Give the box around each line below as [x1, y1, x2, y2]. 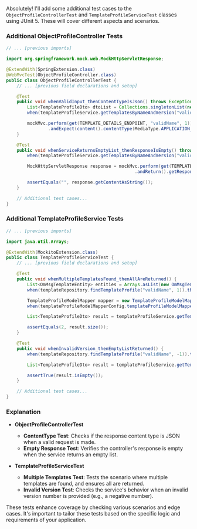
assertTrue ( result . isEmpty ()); [27, 372, 104, 378]
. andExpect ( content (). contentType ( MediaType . [47, 126, 161, 131]
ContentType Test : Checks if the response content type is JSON [23, 432, 180, 439]
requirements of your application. [6, 516, 87, 524]
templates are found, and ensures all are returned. [23, 480, 145, 487]
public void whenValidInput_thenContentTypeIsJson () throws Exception [16, 99, 193, 105]
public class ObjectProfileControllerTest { [6, 77, 117, 83]
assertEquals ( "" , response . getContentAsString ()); [27, 179, 154, 185]
